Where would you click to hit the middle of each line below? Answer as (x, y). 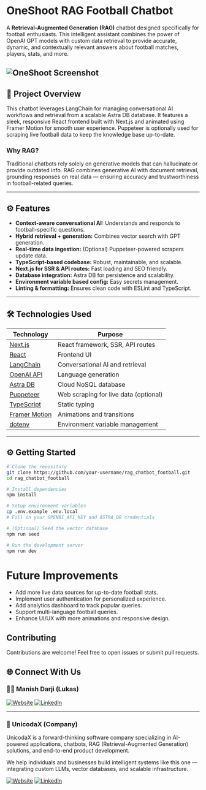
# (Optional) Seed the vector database (57, 528)
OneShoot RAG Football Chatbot (90, 11)
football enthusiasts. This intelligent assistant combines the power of (93, 34)
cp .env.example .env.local (42, 512)
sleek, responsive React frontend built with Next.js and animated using (95, 122)
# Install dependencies (37, 489)
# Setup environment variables (46, 506)
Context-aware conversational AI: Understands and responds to (98, 223)
